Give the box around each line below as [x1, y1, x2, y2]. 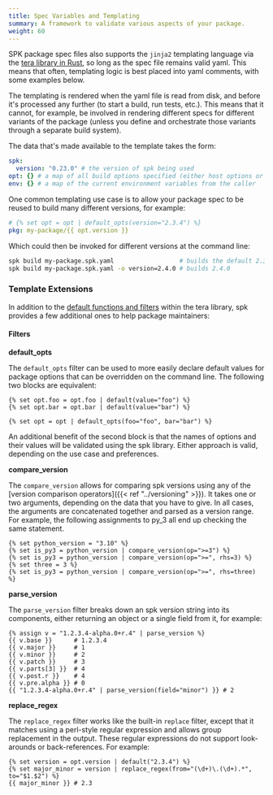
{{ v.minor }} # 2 [8, 650, 85, 658]
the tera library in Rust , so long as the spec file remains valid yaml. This [8, 58, 247, 67]
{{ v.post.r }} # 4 [8, 671, 85, 680]
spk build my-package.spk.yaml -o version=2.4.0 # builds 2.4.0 [8, 264, 231, 272]
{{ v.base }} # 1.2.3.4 [8, 636, 107, 645]
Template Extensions [8, 284, 93, 295]
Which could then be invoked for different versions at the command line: [8, 241, 250, 250]
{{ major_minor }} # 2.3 [8, 779, 93, 787]
